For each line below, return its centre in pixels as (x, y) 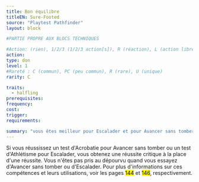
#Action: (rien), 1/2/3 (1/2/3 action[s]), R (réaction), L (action (92, 50)
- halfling (25, 93)
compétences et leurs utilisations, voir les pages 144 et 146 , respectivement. (99, 173)
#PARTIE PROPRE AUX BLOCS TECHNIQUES (53, 39)
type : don (18, 60)
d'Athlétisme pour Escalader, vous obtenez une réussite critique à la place (96, 154)
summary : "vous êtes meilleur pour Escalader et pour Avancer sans (91, 131)
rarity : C (18, 77)
